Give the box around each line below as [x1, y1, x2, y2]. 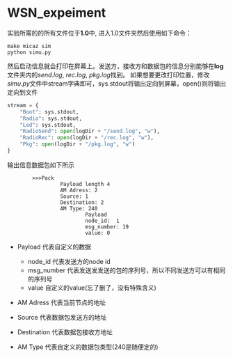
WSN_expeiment [7, 5, 106, 21]
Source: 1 [60, 193, 89, 200]
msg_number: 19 [84, 223, 129, 231]
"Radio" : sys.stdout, [19, 115, 82, 122]
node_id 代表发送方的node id [27, 257, 111, 265]
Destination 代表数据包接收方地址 [17, 327, 113, 336]
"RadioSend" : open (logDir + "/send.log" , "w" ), [19, 127, 160, 135]
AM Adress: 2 [60, 187, 98, 194]
